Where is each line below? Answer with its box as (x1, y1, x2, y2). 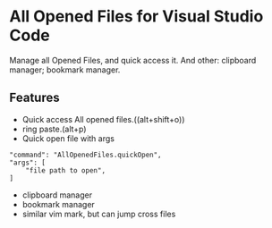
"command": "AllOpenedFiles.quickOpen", (9, 150, 163, 159)
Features (9, 90, 60, 106)
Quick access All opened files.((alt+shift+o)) (21, 114, 185, 124)
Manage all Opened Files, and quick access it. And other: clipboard (9, 55, 257, 65)
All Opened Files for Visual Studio (9, 6, 264, 27)
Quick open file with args (21, 132, 115, 144)
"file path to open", (25, 165, 106, 175)
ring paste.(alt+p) (21, 123, 87, 134)
